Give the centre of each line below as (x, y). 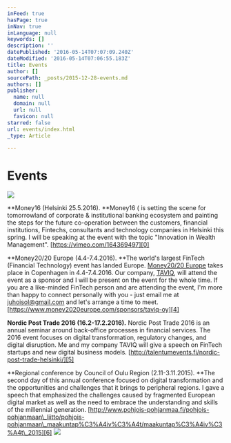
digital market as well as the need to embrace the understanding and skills (113, 402)
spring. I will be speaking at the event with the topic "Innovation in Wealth (111, 237)
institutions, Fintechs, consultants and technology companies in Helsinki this (115, 230)
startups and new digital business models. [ (69, 352)
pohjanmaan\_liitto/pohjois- (46, 417)
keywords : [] (26, 39)
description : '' (30, 46)
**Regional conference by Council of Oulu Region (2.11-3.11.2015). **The (111, 373)
